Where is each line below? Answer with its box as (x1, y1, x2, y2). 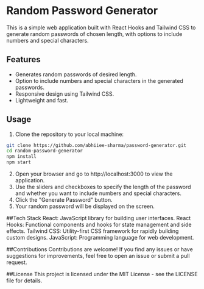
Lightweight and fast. (15, 96, 69, 104)
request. (6, 259, 27, 266)
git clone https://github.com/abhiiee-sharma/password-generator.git (6, 142, 187, 148)
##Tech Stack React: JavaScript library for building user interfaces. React (6, 215, 191, 222)
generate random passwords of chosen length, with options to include (6, 30, 183, 37)
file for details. (6, 277, 43, 284)
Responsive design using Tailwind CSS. (15, 90, 114, 98)
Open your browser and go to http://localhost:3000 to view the (15, 170, 173, 177)
